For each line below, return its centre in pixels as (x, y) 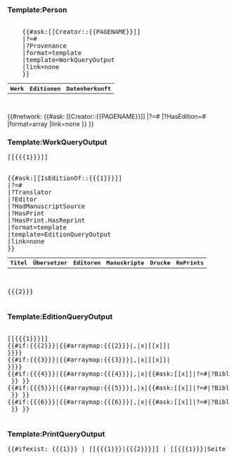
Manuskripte (125, 263)
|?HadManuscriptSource (46, 206)
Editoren (87, 263)
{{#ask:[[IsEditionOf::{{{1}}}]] (65, 178)
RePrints (190, 263)
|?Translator (30, 192)
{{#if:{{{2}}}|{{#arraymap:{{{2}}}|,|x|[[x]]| (89, 345)
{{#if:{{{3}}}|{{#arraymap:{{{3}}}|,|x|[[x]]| (89, 359)
